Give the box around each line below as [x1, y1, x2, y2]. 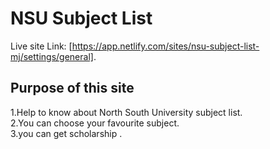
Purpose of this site [10, 80, 135, 97]
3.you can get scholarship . [10, 127, 123, 139]
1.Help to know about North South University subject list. [10, 106, 243, 118]
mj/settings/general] [10, 50, 94, 62]
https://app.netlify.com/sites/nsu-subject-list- [71, 40, 260, 52]
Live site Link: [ [10, 40, 73, 52]
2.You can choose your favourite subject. [10, 117, 180, 129]
